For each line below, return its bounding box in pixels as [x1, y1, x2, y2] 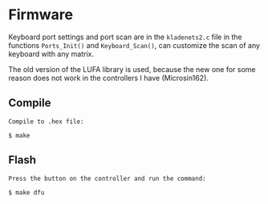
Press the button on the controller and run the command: [8, 174, 206, 182]
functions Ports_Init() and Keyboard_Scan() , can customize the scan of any [8, 40, 261, 50]
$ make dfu [8, 188, 45, 197]
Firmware [8, 6, 74, 24]
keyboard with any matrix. [8, 49, 95, 58]
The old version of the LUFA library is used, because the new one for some [8, 64, 256, 74]
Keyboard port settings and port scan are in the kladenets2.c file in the [8, 32, 242, 42]
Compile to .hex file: [8, 118, 84, 126]
